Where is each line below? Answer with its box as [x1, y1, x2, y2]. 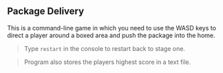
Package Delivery [7, 6, 85, 17]
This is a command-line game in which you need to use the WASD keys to [7, 23, 217, 32]
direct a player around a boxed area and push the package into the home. [7, 31, 215, 39]
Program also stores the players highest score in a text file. [23, 58, 191, 66]
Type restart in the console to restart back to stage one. [23, 44, 186, 52]
